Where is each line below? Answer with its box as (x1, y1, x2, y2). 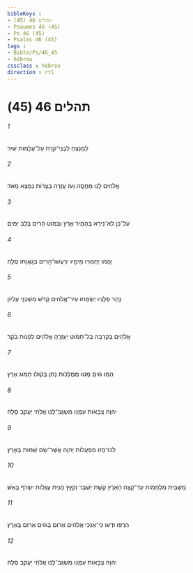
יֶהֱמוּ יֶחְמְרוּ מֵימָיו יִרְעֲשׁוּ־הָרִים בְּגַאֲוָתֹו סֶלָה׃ (7, 256, 113, 266)
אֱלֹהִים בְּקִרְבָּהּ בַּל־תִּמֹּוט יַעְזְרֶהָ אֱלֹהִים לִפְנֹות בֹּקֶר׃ (7, 332, 131, 340)
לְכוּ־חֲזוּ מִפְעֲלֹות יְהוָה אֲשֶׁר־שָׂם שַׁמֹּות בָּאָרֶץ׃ (7, 445, 116, 454)
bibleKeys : (7, 10, 42, 17)
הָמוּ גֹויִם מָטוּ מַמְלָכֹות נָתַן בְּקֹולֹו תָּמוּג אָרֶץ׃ (7, 370, 114, 378)
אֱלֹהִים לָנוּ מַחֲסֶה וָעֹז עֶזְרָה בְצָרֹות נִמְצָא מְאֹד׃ (7, 182, 120, 190)
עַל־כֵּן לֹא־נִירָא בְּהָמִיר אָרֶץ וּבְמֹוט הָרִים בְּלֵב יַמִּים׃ (7, 219, 130, 228)
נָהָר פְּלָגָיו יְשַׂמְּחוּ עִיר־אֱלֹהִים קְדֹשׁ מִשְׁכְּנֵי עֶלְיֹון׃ (7, 294, 122, 303)
